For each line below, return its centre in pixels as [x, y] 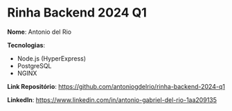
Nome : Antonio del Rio [39, 32]
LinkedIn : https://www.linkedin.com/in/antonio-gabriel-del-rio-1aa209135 [112, 100]
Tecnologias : [26, 45]
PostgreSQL [34, 65]
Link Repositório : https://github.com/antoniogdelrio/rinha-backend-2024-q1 [116, 86]
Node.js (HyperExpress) [52, 58]
